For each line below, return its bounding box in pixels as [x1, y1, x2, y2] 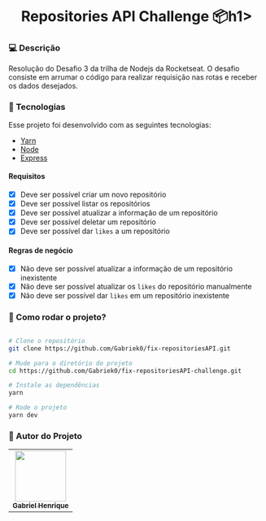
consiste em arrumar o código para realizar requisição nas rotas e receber [8, 72, 258, 82]
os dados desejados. [8, 81, 79, 91]
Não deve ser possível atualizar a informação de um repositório [20, 263, 233, 273]
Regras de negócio [8, 245, 73, 255]
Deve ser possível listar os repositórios [20, 199, 150, 209]
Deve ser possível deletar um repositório [20, 217, 156, 227]
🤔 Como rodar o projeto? [8, 311, 107, 323]
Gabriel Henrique [12, 501, 69, 510]
